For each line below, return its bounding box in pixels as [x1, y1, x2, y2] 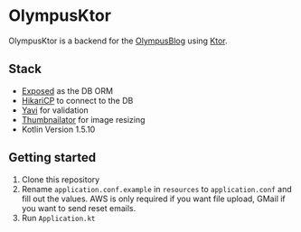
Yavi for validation [21, 105, 89, 116]
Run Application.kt [21, 212, 96, 223]
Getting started [8, 150, 97, 165]
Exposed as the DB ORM [21, 85, 114, 96]
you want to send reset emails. [21, 202, 136, 213]
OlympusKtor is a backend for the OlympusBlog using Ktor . [8, 35, 228, 46]
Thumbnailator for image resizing [21, 114, 146, 125]
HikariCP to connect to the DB [21, 95, 134, 106]
